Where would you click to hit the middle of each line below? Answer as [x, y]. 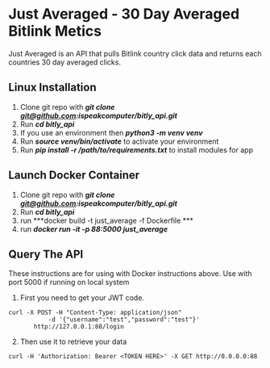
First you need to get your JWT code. [82, 298]
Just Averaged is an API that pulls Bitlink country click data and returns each [135, 53]
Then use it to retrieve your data [73, 342]
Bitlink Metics [55, 31]
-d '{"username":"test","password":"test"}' [124, 320]
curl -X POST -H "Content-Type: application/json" [95, 313]
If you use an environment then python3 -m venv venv [111, 132]
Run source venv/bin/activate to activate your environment [119, 141]
